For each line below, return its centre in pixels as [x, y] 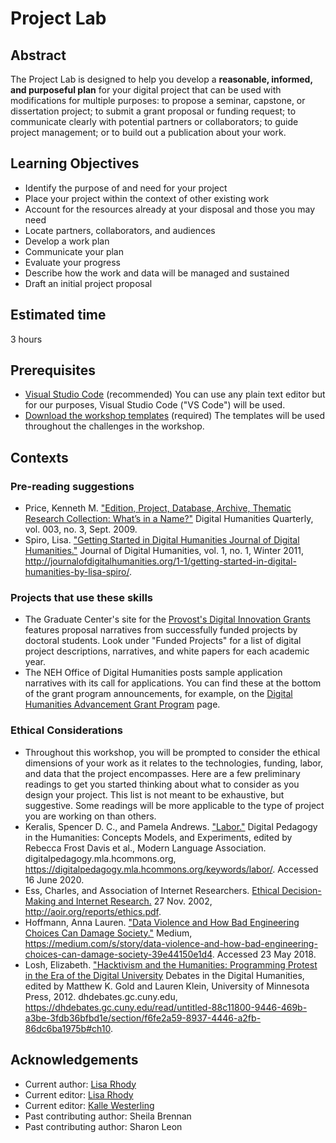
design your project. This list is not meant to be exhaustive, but [154, 794]
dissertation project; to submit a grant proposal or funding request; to [153, 111]
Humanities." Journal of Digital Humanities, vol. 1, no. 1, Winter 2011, [164, 551]
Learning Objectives [75, 163]
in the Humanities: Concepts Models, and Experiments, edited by [158, 837]
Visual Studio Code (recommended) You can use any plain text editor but [175, 394]
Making [40, 901]
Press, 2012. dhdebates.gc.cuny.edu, [101, 996]
